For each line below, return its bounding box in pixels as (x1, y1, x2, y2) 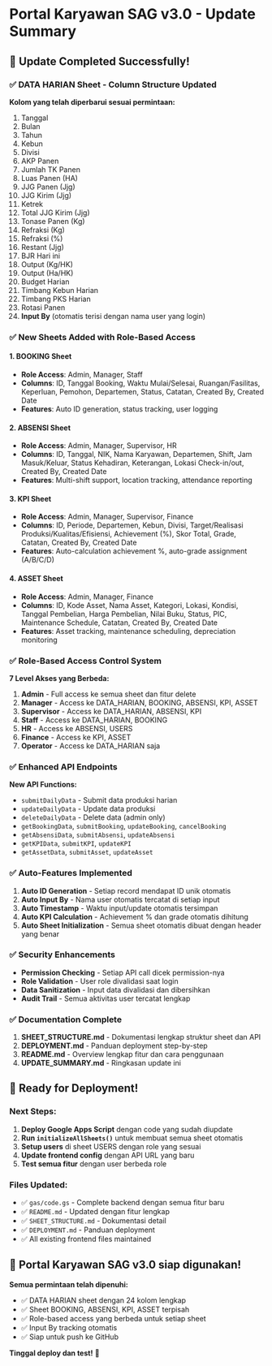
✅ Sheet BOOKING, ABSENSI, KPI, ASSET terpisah (20, 1304, 190, 1314)
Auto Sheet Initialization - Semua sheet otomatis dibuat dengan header (20, 920, 262, 930)
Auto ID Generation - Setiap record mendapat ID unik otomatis (20, 886, 231, 895)
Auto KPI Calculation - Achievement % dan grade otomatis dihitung (20, 911, 248, 921)
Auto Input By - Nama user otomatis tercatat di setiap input (20, 894, 220, 904)
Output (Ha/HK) (20, 268, 74, 278)
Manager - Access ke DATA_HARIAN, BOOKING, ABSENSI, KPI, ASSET (20, 697, 258, 707)
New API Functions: (9, 780, 77, 790)
